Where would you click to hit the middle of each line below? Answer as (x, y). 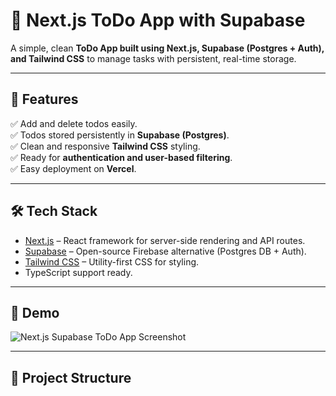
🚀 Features (44, 99)
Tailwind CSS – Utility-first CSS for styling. (112, 261)
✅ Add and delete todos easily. (74, 123)
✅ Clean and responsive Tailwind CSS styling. (105, 146)
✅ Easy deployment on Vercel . (73, 168)
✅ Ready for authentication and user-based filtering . (121, 157)
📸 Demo (35, 312)
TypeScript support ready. (78, 272)
